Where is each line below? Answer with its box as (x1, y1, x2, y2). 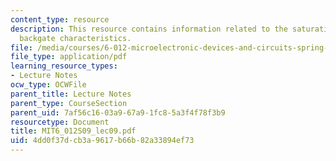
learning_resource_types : (10, 61, 118, 71)
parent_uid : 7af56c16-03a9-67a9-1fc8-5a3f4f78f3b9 (10, 107, 226, 118)
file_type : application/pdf (10, 52, 128, 62)
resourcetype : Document (10, 117, 110, 127)
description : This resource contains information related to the (10, 24, 288, 34)
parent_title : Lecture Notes (10, 89, 132, 99)
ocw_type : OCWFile (10, 80, 87, 90)
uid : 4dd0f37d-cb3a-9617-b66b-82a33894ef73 (10, 136, 195, 146)
